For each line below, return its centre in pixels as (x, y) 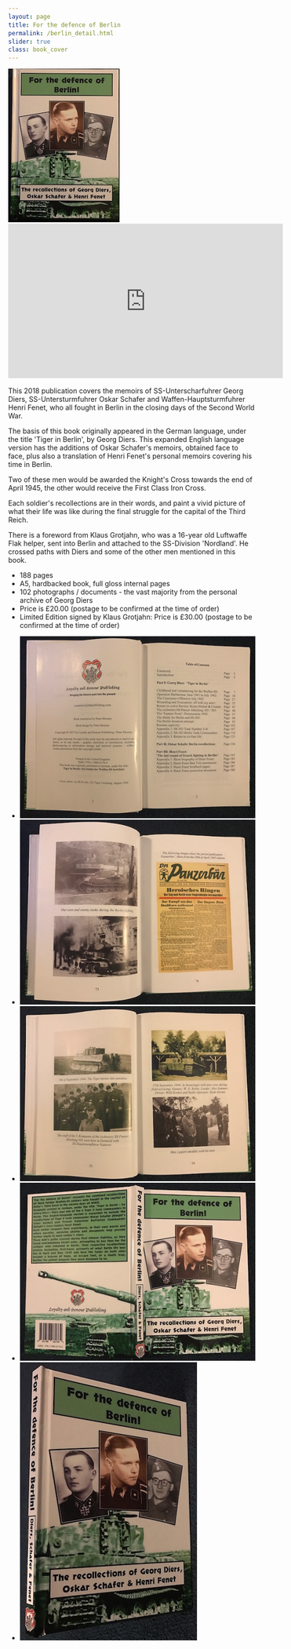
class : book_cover (38, 50)
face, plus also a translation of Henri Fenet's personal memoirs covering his (130, 456)
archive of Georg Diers (56, 600)
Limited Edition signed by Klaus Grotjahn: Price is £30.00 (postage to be (136, 617)
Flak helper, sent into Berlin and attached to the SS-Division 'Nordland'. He (128, 544)
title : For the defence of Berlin (65, 25)
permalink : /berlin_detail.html (61, 33)
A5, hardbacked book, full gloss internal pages (95, 584)
